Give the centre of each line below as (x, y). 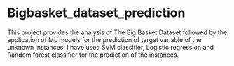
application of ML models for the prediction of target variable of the (104, 39)
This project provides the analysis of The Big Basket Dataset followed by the (117, 32)
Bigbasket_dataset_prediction (96, 13)
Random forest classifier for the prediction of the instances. (93, 55)
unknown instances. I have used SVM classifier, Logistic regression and (111, 47)
